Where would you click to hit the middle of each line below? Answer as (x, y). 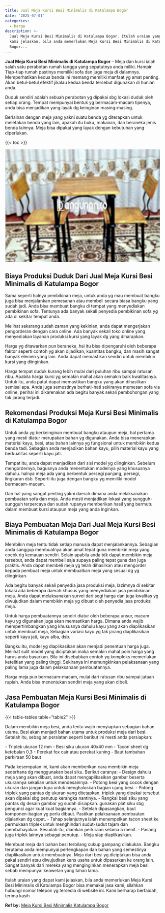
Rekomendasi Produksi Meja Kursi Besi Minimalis (82, 413)
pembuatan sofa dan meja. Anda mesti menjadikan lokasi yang (68, 499)
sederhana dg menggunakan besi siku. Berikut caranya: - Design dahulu (78, 772)
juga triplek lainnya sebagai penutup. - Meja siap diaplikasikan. (69, 835)
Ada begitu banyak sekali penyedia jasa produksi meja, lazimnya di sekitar (80, 585)
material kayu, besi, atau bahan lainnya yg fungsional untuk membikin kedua (82, 443)
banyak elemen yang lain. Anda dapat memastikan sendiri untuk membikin (80, 357)
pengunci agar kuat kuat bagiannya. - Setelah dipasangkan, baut (70, 809)
